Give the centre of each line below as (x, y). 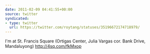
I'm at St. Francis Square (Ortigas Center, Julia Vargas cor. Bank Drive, (75, 41)
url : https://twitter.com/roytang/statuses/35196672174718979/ (75, 27)
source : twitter (21, 14)
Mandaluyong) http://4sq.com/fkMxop (43, 46)
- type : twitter (21, 23)
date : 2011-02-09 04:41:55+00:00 (39, 9)
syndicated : (17, 18)
